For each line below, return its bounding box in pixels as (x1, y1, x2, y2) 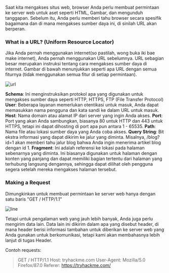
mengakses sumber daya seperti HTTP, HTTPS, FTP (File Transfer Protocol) (5, 96, 164, 103)
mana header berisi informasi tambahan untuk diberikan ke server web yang (5, 226, 164, 232)
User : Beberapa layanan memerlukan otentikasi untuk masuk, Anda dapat (5, 102, 159, 108)
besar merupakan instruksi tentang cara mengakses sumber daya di (5, 61, 147, 67)
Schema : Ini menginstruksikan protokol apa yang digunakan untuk (5, 91, 143, 97)
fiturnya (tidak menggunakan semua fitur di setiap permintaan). (5, 71, 138, 77)
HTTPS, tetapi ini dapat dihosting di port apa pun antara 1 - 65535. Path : (5, 124, 156, 130)
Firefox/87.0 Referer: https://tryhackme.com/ (17, 262, 111, 268)
